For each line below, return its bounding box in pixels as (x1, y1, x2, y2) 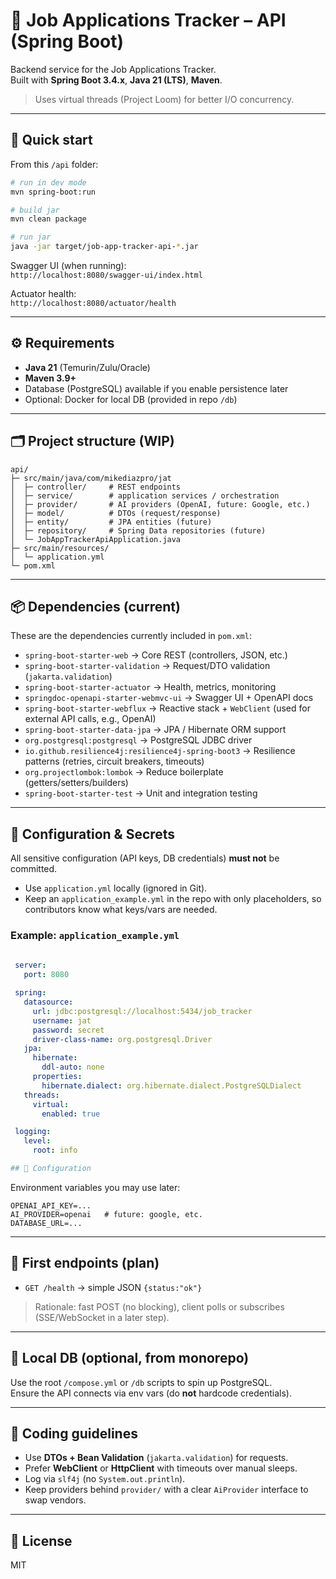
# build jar (10, 205, 60, 215)
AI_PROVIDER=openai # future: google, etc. (10, 1209, 203, 1219)
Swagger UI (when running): (10, 260, 127, 271)
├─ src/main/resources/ (10, 543, 110, 553)
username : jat (32, 1015, 92, 1026)
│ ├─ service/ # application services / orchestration (10, 490, 280, 501)
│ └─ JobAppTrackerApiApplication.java (10, 534, 182, 544)
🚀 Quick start (10, 132, 93, 149)
